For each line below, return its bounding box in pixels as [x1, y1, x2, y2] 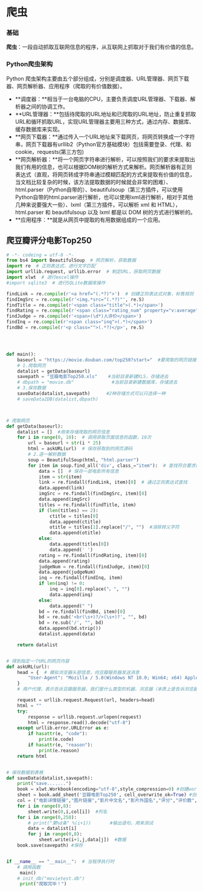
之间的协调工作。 [25, 103, 68, 110]
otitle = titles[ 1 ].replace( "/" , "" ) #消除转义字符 [49, 524, 180, 530]
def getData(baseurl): [6, 423, 63, 429]
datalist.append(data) [38, 631, 96, 637]
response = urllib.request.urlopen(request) [28, 714, 142, 720]
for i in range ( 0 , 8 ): [17, 803, 71, 809]
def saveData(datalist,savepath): [6, 775, 94, 781]
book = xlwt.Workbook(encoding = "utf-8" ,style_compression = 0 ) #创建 [17, 786, 189, 792]
